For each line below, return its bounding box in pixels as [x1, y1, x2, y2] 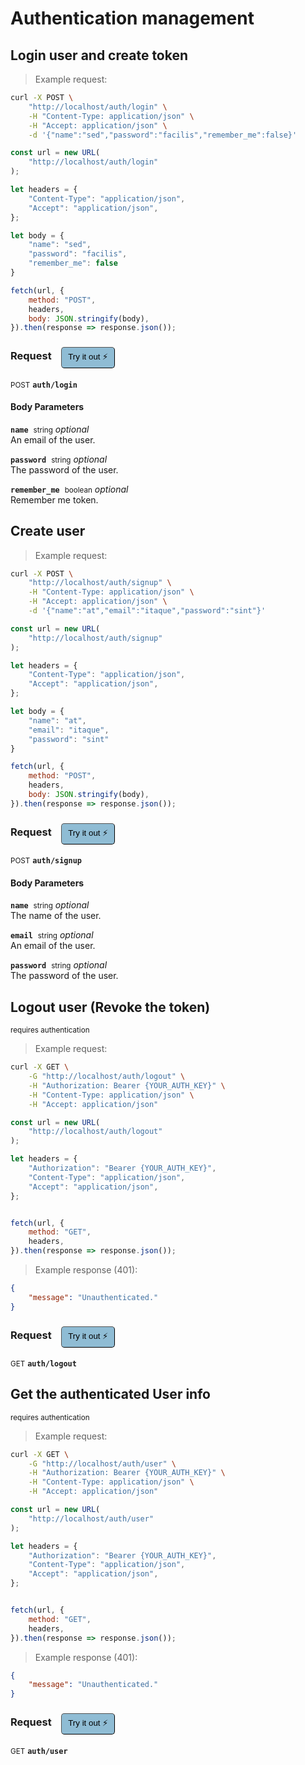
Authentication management [10, 7, 255, 30]
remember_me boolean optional [10, 483, 129, 495]
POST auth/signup [10, 856, 82, 866]
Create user [10, 523, 86, 540]
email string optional [10, 929, 94, 941]
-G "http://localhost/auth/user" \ [28, 1458, 177, 1469]
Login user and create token [10, 47, 189, 64]
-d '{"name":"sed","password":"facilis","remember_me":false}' [28, 130, 298, 140]
